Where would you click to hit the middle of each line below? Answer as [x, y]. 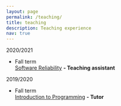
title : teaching [26, 22]
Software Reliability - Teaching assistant [65, 68]
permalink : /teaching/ [34, 17]
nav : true [18, 34]
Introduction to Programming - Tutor [59, 97]
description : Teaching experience [49, 28]
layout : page [22, 11]
